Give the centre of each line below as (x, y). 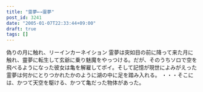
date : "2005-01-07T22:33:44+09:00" (51, 23)
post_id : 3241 (24, 18)
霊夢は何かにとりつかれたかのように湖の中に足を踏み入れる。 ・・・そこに (100, 75)
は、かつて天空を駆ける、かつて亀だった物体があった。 (75, 83)
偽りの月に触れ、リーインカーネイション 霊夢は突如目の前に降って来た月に (100, 53)
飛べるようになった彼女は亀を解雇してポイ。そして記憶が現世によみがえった (101, 68)
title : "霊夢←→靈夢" (30, 12)
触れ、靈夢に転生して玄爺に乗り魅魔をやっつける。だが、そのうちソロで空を (102, 60)
